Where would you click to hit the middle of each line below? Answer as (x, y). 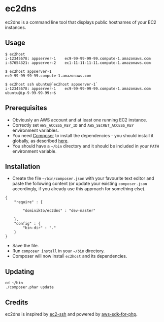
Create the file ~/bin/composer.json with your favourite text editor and (83, 178)
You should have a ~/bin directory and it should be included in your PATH (85, 146)
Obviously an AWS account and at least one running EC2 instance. (80, 120)
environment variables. (35, 130)
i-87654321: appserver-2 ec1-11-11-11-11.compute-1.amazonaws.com (78, 63)
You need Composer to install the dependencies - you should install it (83, 135)
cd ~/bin (14, 283)
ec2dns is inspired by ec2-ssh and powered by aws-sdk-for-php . (71, 314)
